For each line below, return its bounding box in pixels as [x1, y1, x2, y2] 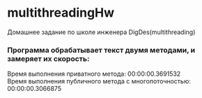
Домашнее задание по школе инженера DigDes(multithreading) [7, 28, 196, 36]
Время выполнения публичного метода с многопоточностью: [7, 77, 192, 85]
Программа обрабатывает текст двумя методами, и [7, 45, 196, 55]
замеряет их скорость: [7, 54, 90, 63]
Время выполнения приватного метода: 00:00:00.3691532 [7, 70, 181, 78]
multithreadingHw [7, 5, 115, 21]
